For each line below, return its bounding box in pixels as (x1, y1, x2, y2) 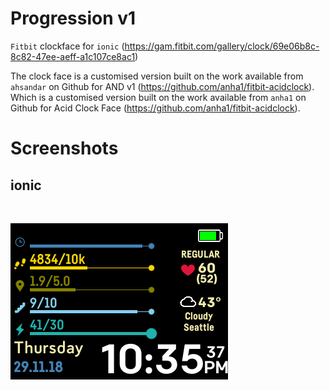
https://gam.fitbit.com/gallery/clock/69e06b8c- (124, 40, 320, 52)
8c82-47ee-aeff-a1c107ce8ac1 (10, 50, 136, 62)
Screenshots (10, 137, 119, 160)
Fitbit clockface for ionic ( (10, 40, 125, 52)
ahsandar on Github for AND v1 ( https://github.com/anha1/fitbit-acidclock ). (10, 80, 315, 92)
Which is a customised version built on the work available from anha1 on (10, 91, 307, 103)
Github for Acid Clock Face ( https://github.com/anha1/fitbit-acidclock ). (10, 102, 301, 114)
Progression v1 (10, 7, 137, 30)
